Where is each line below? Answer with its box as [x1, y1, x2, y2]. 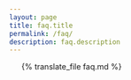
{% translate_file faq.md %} [21, 62, 122, 72]
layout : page [9, 12, 58, 22]
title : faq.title [9, 21, 73, 30]
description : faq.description [9, 37, 121, 47]
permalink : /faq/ [9, 29, 73, 38]
